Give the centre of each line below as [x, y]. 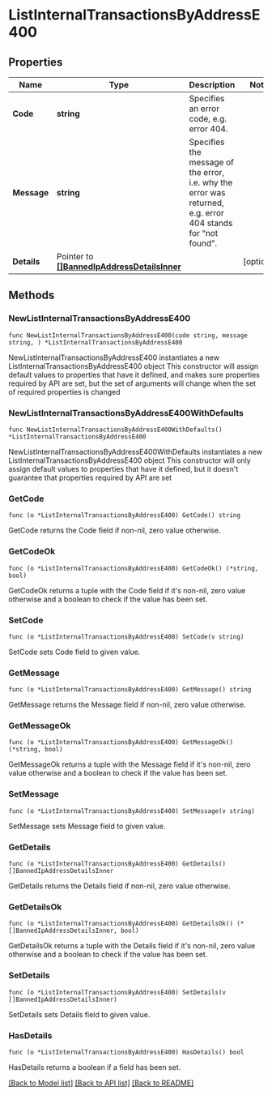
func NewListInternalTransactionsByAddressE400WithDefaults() [115, 430]
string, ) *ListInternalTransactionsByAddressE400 [96, 342]
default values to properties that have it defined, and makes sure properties [134, 374]
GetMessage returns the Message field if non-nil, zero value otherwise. [127, 705]
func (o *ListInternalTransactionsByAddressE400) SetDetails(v [117, 992]
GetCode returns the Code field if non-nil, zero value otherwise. [115, 530]
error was [207, 192]
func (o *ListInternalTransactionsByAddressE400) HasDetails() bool [126, 1052]
